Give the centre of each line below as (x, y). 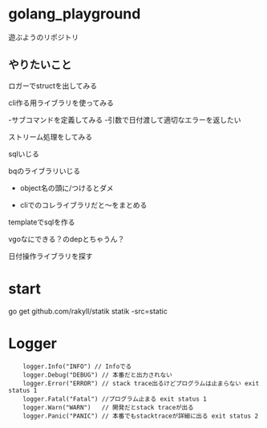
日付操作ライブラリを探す (51, 256)
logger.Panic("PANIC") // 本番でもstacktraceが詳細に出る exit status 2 (141, 416)
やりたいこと (40, 65)
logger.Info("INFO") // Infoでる (77, 366)
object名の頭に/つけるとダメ (67, 188)
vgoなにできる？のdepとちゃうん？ (67, 239)
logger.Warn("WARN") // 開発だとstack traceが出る (108, 407)
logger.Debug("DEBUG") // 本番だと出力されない (97, 375)
